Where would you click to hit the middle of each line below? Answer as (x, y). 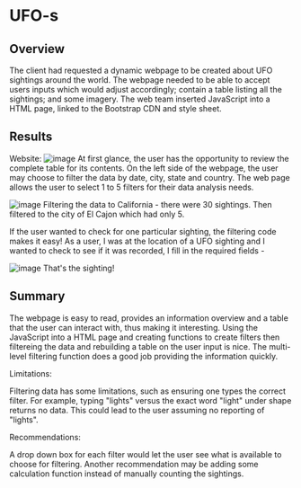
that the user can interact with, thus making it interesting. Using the (134, 327)
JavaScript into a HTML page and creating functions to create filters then (145, 337)
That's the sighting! (79, 268)
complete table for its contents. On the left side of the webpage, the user (144, 168)
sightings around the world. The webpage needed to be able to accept (140, 80)
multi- (280, 346)
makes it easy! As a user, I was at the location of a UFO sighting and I (137, 241)
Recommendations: (45, 437)
